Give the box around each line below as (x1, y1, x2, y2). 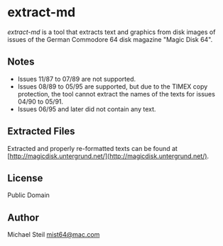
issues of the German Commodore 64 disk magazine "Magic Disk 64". (7, 35, 213, 43)
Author (7, 211, 39, 223)
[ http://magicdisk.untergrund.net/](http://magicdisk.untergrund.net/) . (7, 152, 210, 160)
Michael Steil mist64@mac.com (7, 230, 100, 239)
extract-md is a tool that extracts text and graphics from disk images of (7, 28, 216, 36)
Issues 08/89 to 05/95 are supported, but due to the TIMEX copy (17, 82, 208, 91)
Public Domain (7, 191, 50, 199)
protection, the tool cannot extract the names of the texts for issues (17, 89, 215, 98)
